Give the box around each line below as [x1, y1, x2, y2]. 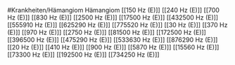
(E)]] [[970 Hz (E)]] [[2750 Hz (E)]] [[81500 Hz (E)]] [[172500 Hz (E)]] [7, 28, 206, 36]
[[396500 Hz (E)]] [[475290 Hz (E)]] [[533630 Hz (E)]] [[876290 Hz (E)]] [7, 36, 218, 44]
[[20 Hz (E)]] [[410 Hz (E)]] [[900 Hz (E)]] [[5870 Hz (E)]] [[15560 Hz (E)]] [7, 43, 220, 51]
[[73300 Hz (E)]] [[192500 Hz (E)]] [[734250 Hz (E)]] [7, 50, 160, 59]
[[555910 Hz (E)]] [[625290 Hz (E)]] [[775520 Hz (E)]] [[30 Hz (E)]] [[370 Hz [7, 21, 228, 29]
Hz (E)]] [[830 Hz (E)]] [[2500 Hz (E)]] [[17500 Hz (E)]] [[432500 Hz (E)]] [7, 13, 219, 22]
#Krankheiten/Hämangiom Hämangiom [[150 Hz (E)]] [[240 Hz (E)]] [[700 [7, 6, 220, 14]
